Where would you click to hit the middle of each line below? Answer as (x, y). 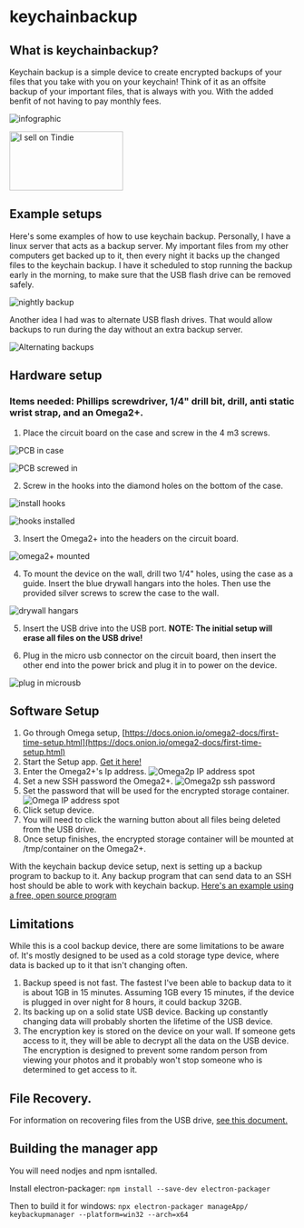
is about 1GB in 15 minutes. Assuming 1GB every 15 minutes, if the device (158, 993)
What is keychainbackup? (84, 50)
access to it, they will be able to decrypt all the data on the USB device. (156, 1041)
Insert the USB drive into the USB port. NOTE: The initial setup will (147, 628)
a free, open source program (63, 895)
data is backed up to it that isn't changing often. (98, 965)
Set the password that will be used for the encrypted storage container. (156, 791)
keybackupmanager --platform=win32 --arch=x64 (99, 1214)
